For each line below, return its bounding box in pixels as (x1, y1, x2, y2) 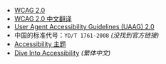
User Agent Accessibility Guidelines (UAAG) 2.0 (14, 23, 155, 31)
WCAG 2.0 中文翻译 (14, 14, 73, 23)
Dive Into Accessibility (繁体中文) (14, 49, 111, 57)
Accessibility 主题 (14, 40, 66, 48)
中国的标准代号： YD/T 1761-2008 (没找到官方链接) (14, 31, 160, 39)
